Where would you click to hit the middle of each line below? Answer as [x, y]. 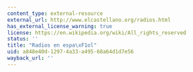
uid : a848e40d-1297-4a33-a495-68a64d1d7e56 [71, 52]
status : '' [23, 39]
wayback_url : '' [30, 58]
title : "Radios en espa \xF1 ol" [52, 45]
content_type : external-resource [55, 13]
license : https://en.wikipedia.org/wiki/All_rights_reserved [97, 33]
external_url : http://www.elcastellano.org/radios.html [89, 20]
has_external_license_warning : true [60, 26]
